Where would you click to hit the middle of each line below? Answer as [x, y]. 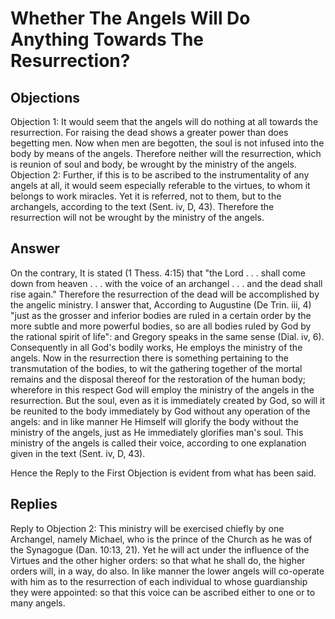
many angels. [38, 603]
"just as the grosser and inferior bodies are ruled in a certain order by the [161, 315]
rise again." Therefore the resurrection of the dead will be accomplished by [165, 294]
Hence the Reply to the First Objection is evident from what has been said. [163, 473]
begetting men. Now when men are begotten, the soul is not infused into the [167, 143]
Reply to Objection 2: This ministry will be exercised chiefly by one [147, 528]
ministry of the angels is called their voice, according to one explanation [158, 443]
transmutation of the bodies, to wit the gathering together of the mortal [156, 368]
